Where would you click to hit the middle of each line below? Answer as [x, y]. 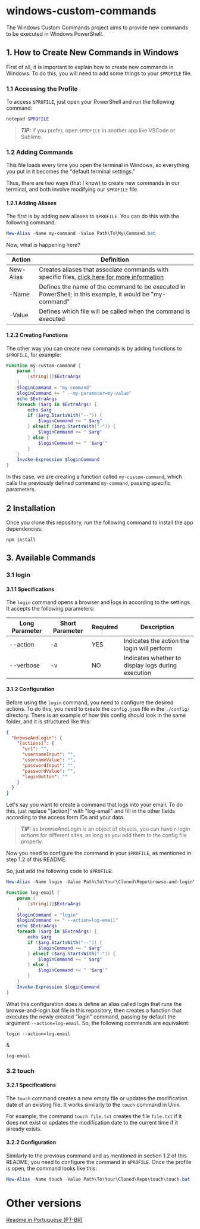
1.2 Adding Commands [40, 152]
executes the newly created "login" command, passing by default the [91, 1016]
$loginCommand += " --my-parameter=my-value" [74, 393]
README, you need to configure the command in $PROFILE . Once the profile [99, 1162]
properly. [32, 841]
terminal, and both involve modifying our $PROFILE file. [72, 190]
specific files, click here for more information [101, 277]
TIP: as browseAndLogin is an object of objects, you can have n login [105, 829]
